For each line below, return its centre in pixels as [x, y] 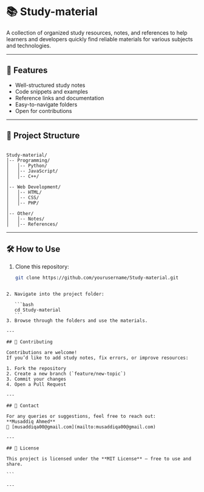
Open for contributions [43, 111]
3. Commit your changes [36, 379]
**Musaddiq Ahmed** [31, 422]
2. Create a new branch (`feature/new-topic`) [66, 374]
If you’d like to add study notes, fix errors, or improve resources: [97, 358]
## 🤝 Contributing [29, 342]
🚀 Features [27, 70]
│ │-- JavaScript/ [32, 171]
